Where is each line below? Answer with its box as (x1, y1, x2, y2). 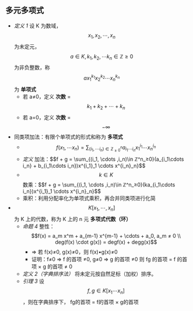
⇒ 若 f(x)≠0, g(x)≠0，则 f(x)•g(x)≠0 (31, 248, 118, 255)
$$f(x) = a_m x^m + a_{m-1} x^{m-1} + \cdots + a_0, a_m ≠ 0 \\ (31, 233, 181, 240)
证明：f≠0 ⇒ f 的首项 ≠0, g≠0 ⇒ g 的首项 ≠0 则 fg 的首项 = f (31, 256, 176, 263)
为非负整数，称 (13, 64, 50, 71)
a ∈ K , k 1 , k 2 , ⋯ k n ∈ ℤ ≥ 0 (70, 53, 134, 61)
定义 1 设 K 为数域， (13, 22, 62, 29)
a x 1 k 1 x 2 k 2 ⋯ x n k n (83, 74, 120, 83)
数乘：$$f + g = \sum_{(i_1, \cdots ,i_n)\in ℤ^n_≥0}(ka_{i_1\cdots (22, 181, 176, 188)
